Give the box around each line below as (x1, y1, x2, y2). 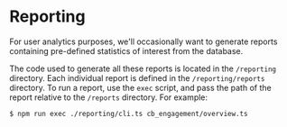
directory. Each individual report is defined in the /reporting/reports (9, 72, 265, 83)
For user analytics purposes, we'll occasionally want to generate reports (9, 36, 278, 47)
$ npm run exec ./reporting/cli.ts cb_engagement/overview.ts (9, 109, 248, 118)
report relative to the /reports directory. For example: (9, 92, 208, 103)
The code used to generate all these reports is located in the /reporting (9, 63, 277, 74)
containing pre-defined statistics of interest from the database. (9, 45, 244, 56)
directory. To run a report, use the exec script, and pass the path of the (9, 82, 273, 93)
